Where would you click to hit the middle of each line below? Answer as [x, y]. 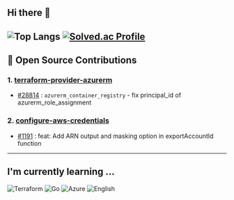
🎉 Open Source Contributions [72, 60]
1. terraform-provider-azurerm [60, 80]
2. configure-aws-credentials [58, 121]
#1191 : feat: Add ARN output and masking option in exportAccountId [115, 136]
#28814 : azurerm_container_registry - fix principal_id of [99, 95]
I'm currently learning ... [61, 172]
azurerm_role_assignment [54, 102]
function [29, 143]
